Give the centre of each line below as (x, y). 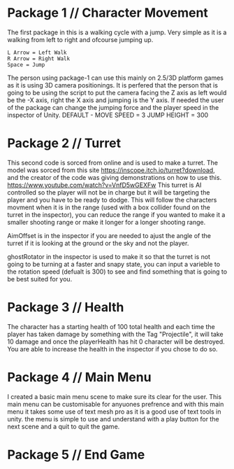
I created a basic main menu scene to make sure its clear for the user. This (115, 396)
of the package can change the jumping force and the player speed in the (113, 107)
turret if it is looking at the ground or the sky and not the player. (98, 243)
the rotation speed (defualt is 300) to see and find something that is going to (117, 272)
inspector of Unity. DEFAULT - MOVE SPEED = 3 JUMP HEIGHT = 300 (108, 115)
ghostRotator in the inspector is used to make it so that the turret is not (109, 256)
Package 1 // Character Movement (108, 13)
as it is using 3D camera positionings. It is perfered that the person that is (113, 85)
